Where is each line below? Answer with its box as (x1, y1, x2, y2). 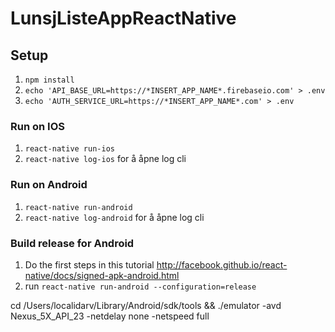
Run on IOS (10, 119, 65, 133)
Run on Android (10, 178, 88, 192)
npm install (24, 75, 75, 85)
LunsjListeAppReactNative (10, 7, 237, 30)
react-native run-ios (24, 144, 115, 154)
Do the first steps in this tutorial (24, 258, 155, 271)
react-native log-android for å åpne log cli (24, 211, 205, 223)
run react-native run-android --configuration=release (24, 280, 257, 292)
